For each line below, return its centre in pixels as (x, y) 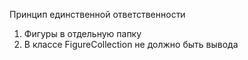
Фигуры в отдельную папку (82, 33)
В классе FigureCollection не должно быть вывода (131, 44)
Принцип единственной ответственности (97, 14)
